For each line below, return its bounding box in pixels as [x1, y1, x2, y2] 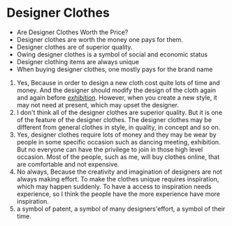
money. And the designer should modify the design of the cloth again [16, 86, 217, 94]
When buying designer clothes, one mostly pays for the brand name [16, 65, 213, 73]
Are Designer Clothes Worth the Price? [16, 28, 129, 36]
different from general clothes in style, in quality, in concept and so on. [16, 123, 221, 131]
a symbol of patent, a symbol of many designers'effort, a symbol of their [16, 204, 226, 213]
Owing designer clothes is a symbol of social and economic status [16, 50, 208, 59]
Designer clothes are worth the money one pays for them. [16, 35, 183, 43]
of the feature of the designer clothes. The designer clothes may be [16, 115, 212, 123]
